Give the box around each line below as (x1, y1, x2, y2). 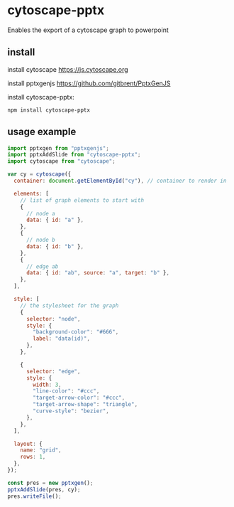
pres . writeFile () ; (7, 493, 62, 500)
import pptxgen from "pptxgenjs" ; (7, 144, 110, 151)
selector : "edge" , (26, 368, 81, 375)
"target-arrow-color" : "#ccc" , (33, 394, 126, 402)
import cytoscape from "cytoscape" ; (7, 158, 116, 165)
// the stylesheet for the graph (20, 301, 119, 309)
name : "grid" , (20, 447, 62, 454)
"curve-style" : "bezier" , (33, 407, 110, 415)
